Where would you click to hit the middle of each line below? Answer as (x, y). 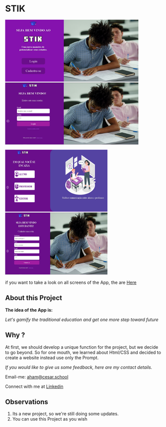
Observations (27, 402)
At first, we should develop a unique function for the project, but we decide (82, 347)
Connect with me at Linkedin (34, 386)
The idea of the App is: (29, 310)
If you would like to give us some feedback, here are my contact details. (79, 367)
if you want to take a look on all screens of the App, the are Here (71, 282)
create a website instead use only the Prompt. (52, 358)
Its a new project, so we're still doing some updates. (65, 414)
